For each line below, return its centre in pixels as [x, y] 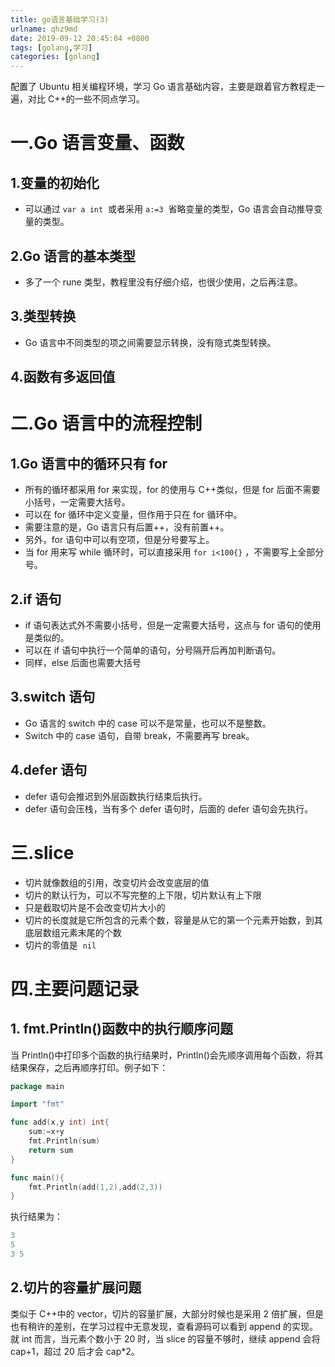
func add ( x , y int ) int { [60, 1122]
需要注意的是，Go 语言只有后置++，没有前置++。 [127, 527]
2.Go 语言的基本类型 [73, 256]
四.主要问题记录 [75, 988]
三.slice [42, 852]
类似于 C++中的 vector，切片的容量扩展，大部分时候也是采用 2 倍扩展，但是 [167, 1313]
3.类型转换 [43, 316]
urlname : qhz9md [44, 29]
